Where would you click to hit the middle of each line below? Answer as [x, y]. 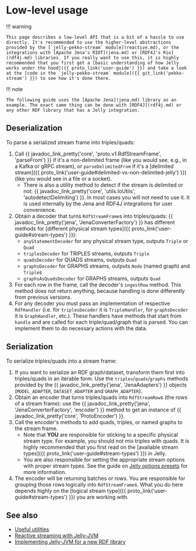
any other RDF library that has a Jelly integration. [73, 110]
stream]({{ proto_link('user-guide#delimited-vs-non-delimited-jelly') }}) [101, 172]
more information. [45, 472]
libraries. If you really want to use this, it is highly [107, 58]
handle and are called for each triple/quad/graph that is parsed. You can [101, 322]
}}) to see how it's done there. [70, 78]
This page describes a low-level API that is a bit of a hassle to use [95, 37]
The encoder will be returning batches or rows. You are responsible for [100, 478]
